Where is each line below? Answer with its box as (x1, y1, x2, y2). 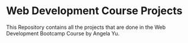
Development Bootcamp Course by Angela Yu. (6, 29, 120, 37)
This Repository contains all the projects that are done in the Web (6, 24, 166, 31)
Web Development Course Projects (6, 4, 183, 18)
